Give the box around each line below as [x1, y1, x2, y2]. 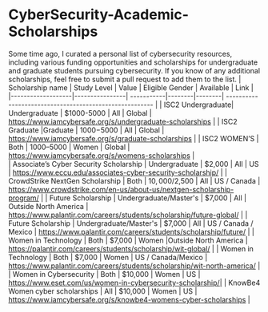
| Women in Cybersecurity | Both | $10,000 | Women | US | [8, 269, 201, 278]
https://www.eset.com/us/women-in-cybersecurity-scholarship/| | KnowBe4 [8, 278, 261, 287]
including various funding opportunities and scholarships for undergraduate [8, 57, 258, 67]
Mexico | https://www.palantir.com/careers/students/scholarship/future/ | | [8, 227, 254, 236]
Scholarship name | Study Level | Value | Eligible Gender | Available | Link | [8, 82, 254, 93]
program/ [8, 193, 40, 203]
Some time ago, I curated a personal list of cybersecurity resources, [8, 49, 233, 58]
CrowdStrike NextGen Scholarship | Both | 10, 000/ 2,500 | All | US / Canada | [8, 176, 261, 185]
